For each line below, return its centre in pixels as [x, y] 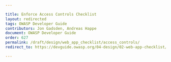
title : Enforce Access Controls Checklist [51, 14]
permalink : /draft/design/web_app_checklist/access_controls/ [73, 43]
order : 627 [17, 38]
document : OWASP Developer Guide [41, 33]
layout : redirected [26, 19]
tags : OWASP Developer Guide [36, 24]
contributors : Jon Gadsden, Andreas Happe [51, 28]
